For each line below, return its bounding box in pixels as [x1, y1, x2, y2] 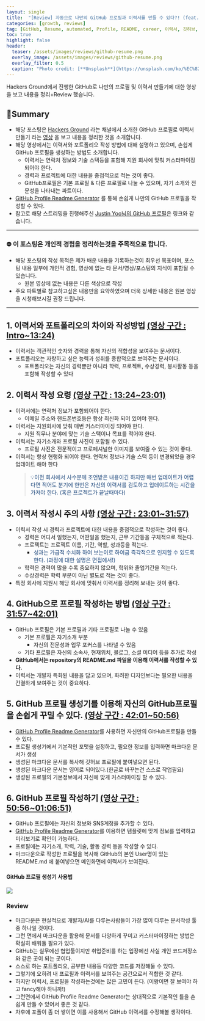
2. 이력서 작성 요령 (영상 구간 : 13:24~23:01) [6, 390, 166, 400]
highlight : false [6, 37, 51, 43]
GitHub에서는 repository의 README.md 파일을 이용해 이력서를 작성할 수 [15, 656, 191, 663]
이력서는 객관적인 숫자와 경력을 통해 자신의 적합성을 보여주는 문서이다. [15, 347, 182, 355]
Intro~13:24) [6, 330, 55, 341]
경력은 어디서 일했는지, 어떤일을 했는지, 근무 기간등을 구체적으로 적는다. [24, 533, 194, 540]
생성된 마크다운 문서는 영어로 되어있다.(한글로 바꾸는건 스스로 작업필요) [15, 766, 184, 773]
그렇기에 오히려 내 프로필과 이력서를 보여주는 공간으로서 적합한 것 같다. [15, 970, 183, 977]
